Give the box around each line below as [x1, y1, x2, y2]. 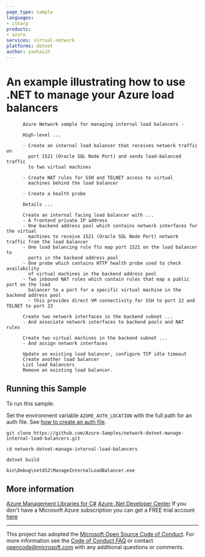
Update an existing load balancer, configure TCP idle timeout [22, 351, 187, 357]
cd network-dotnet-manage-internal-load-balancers [6, 446, 138, 452]
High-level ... [22, 132, 62, 138]
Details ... [22, 201, 53, 208]
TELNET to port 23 [6, 303, 53, 309]
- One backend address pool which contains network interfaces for [22, 222, 198, 229]
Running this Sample [6, 384, 87, 394]
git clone [6, 430, 32, 436]
